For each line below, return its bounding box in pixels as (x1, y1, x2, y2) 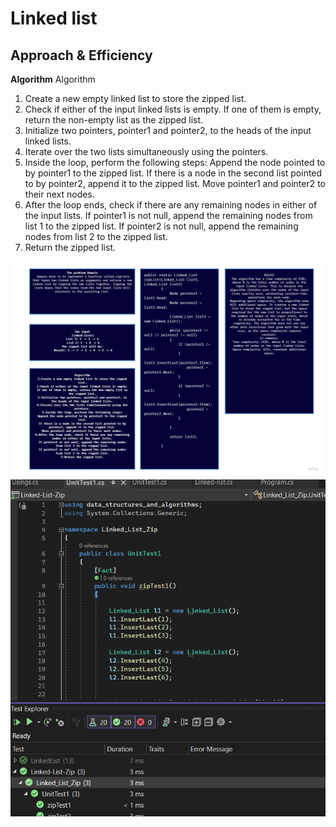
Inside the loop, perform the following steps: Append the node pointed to (24, 157, 326, 168)
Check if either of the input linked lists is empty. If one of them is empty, (24, 103, 322, 115)
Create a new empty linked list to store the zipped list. (24, 93, 247, 104)
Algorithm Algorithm (10, 73, 96, 85)
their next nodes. (24, 188, 95, 200)
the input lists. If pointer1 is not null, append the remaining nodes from (24, 210, 313, 221)
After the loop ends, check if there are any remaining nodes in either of (24, 199, 318, 211)
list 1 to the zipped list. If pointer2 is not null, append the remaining (24, 220, 299, 232)
